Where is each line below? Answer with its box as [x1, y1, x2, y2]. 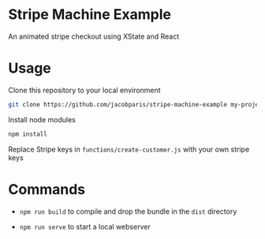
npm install [8, 130, 47, 138]
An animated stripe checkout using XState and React [8, 32, 180, 41]
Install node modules [8, 114, 77, 124]
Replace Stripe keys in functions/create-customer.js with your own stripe [8, 144, 250, 154]
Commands [8, 180, 86, 198]
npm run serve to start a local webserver [19, 222, 151, 231]
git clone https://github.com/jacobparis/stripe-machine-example [8, 100, 227, 108]
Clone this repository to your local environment [8, 85, 161, 95]
